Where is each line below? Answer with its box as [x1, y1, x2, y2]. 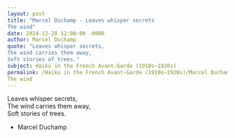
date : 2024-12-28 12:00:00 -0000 [7, 29, 105, 37]
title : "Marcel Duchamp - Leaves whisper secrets [7, 17, 155, 24]
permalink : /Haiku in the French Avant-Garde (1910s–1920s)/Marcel [7, 69, 208, 76]
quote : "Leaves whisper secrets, [7, 43, 105, 50]
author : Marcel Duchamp [7, 36, 77, 43]
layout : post [7, 10, 45, 18]
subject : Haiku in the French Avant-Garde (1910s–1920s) [7, 62, 177, 69]
